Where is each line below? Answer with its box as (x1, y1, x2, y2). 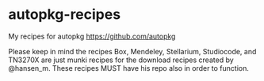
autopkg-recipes (8, 6, 121, 24)
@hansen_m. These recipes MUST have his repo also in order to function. (8, 63, 250, 72)
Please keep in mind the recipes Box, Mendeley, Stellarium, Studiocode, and (8, 46, 257, 56)
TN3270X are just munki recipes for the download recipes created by (8, 55, 234, 64)
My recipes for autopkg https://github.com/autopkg (8, 31, 176, 41)
